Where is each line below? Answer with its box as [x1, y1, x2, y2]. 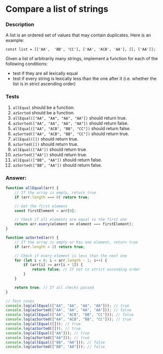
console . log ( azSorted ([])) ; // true [5, 326, 81, 331]
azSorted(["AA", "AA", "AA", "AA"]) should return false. [12, 120, 129, 126]
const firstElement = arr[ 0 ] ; [14, 208, 77, 213]
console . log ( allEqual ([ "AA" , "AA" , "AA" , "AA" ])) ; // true [5, 303, 130, 308]
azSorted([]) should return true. [12, 141, 78, 147]
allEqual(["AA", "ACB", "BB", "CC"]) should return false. [12, 125, 131, 131]
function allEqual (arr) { [5, 186, 59, 191]
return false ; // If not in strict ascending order [32, 267, 140, 272]
